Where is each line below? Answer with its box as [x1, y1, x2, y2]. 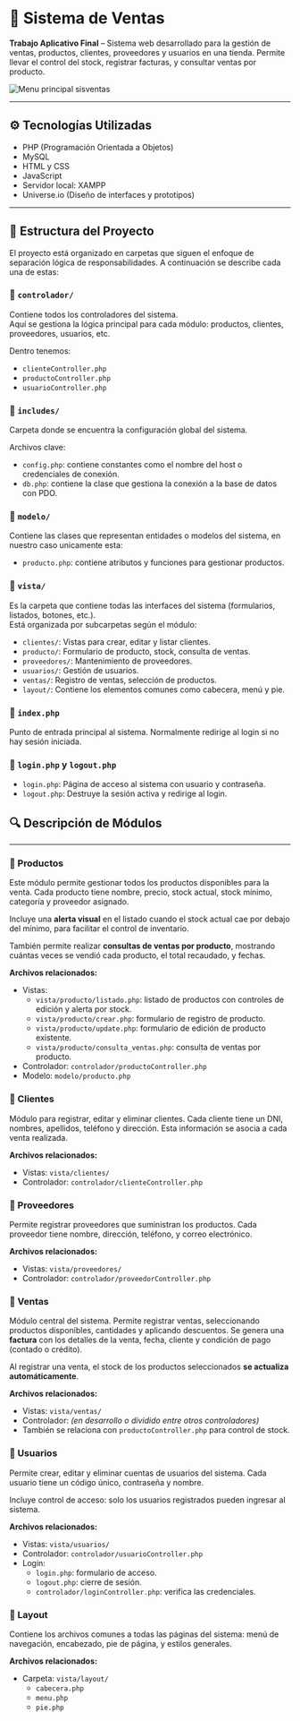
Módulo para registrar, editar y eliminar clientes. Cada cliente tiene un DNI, [9, 1113, 284, 1124]
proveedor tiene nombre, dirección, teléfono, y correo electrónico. [9, 1229, 253, 1239]
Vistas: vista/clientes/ [21, 1167, 110, 1177]
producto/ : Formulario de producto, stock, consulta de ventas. [21, 646, 251, 656]
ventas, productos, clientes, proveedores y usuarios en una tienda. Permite [9, 47, 286, 57]
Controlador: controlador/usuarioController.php [21, 1548, 204, 1559]
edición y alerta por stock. [35, 1004, 132, 1015]
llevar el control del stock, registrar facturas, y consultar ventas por [9, 56, 257, 67]
